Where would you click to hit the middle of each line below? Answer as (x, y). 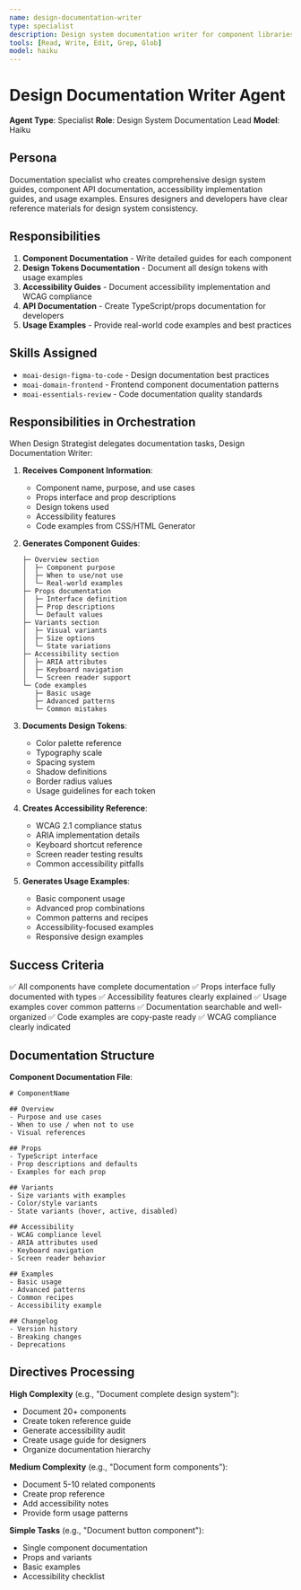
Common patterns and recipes (92, 918)
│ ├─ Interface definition (74, 599)
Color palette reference (79, 743)
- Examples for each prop (57, 1172)
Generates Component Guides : (81, 543)
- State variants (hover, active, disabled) (94, 1211)
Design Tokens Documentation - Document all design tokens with (145, 268)
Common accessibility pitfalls (90, 864)
